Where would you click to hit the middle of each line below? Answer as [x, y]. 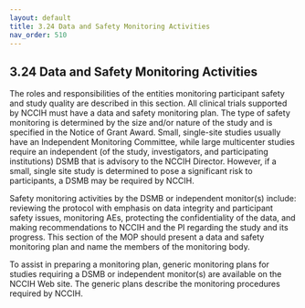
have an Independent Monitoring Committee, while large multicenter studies [152, 142]
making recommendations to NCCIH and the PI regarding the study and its [149, 228]
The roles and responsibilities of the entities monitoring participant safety [147, 94]
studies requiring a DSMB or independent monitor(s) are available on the [146, 274]
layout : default [40, 18]
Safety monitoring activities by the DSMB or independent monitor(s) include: [153, 199]
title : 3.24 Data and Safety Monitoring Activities [110, 26]
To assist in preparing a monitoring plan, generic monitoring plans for [139, 264]
